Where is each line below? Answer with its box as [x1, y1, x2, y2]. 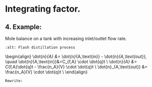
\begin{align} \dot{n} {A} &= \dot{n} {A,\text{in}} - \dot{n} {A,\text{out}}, [5, 53, 147, 59]
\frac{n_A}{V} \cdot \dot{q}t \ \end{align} [5, 69, 88, 75]
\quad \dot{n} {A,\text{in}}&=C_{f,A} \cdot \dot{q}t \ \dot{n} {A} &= [5, 59, 137, 64]
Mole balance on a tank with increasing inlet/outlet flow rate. [5, 35, 127, 41]
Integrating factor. [5, 3, 81, 15]
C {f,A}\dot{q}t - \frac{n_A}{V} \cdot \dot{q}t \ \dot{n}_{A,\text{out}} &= [5, 64, 148, 70]
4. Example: [5, 23, 42, 31]
